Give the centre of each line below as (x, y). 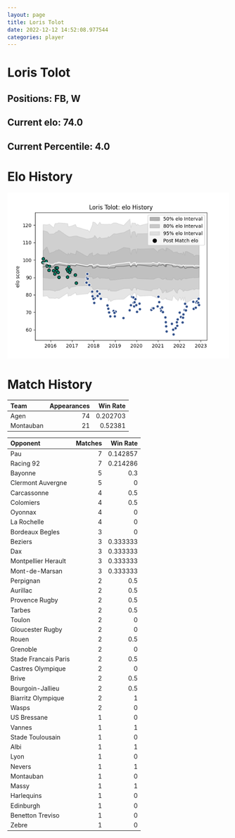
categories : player (36, 37)
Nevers (21, 766)
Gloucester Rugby (36, 630)
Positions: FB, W (44, 98)
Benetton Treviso (35, 815)
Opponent (25, 444)
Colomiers (25, 502)
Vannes (21, 727)
